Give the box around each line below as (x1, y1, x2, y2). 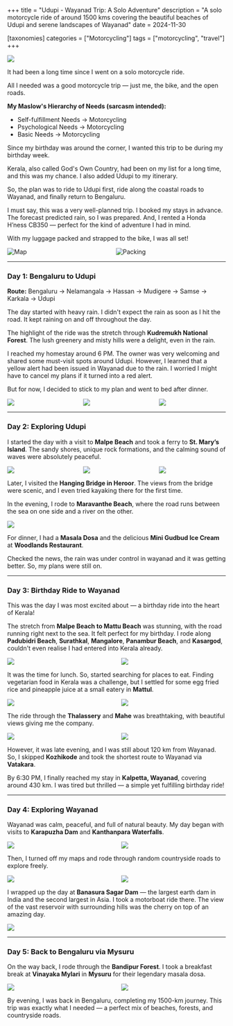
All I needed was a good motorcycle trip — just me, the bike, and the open (7, 81, 218, 89)
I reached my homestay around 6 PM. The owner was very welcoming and (7, 349, 220, 358)
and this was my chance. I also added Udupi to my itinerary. (7, 172, 178, 180)
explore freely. (7, 862, 49, 870)
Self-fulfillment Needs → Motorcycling (17, 116, 127, 123)
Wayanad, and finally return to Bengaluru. (7, 193, 126, 200)
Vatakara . (7, 760, 36, 768)
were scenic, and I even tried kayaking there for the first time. (7, 486, 183, 494)
